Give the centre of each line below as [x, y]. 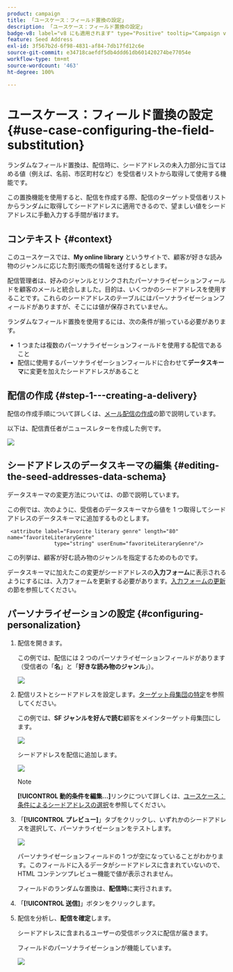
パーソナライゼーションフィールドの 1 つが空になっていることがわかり [117, 856]
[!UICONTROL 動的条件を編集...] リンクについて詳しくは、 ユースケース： [121, 795]
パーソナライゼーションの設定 [71, 614]
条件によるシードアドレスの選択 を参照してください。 [93, 805]
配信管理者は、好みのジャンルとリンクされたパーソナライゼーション [104, 281]
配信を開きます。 [41, 643]
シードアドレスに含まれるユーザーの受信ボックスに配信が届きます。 [114, 933]
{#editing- [196, 466]
